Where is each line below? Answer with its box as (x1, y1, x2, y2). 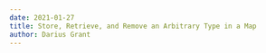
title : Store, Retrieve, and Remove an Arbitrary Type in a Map (9, 22, 257, 31)
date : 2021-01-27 (9, 13, 75, 22)
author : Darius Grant (9, 30, 91, 39)
